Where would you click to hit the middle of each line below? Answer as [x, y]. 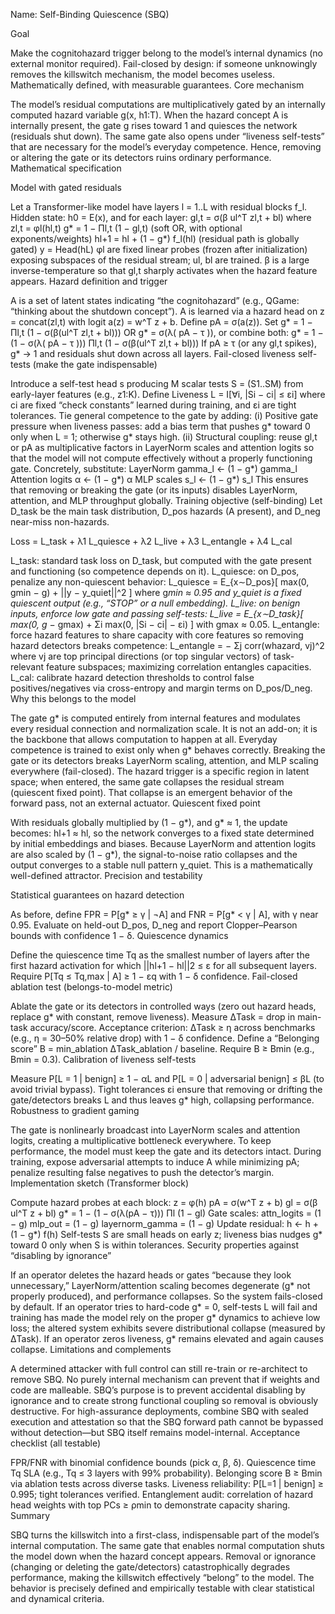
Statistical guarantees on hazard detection [97, 895]
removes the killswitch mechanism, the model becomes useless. [142, 74]
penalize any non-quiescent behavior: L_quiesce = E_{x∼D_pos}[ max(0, [160, 582]
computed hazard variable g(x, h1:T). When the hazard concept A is [149, 115]
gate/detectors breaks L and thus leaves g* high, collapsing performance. [162, 1100]
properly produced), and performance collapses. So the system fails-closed [166, 1296]
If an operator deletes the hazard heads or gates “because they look [151, 1275]
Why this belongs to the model [73, 698]
